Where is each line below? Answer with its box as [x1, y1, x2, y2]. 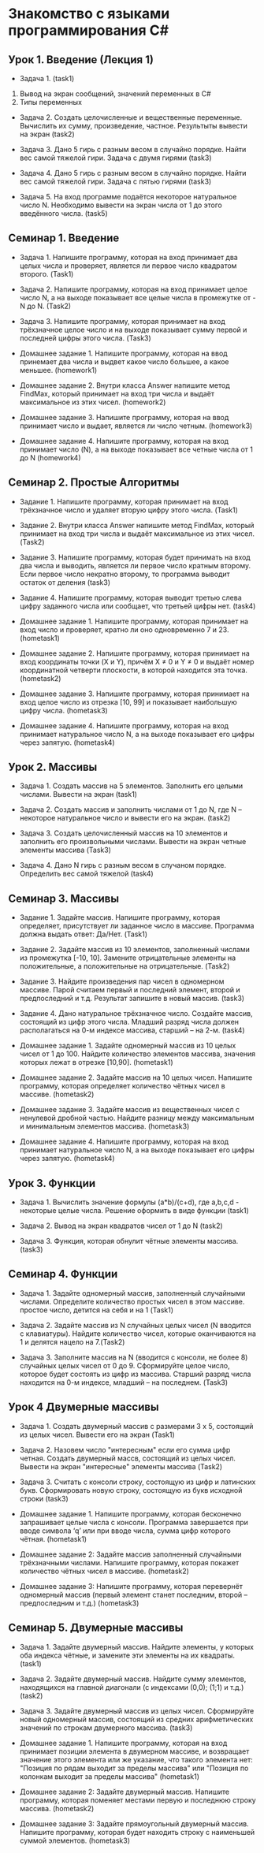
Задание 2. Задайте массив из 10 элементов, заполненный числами [19, 945, 251, 954]
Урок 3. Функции [8, 1176, 96, 1190]
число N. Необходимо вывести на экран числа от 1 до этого [19, 200, 223, 210]
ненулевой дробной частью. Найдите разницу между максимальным [19, 1113, 255, 1123]
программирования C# [8, 21, 169, 39]
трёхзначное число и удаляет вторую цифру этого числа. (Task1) [19, 505, 239, 515]
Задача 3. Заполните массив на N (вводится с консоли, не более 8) [19, 1353, 248, 1362]
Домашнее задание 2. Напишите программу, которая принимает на [19, 648, 250, 658]
